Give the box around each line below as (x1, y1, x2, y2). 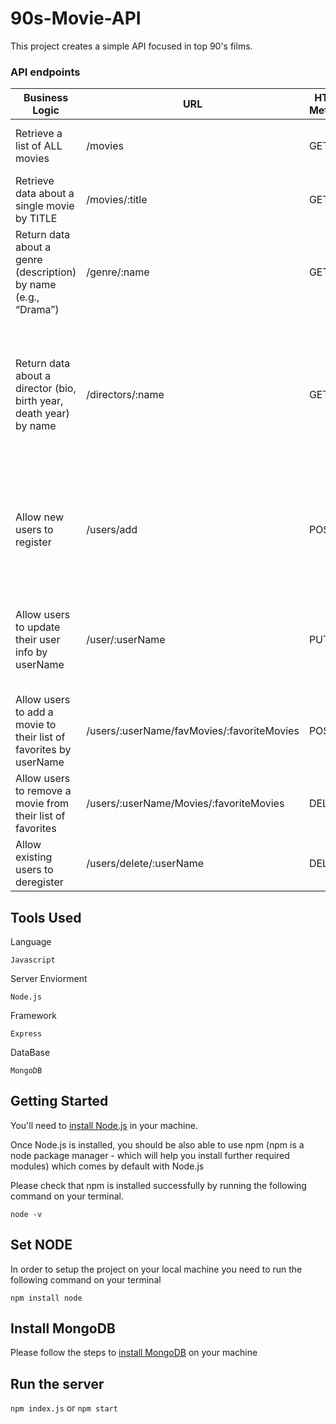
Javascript (10, 955, 56, 966)
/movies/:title (86, 193, 148, 207)
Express (10, 1029, 43, 1039)
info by (15, 645, 48, 659)
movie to (15, 718, 57, 732)
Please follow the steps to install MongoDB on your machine (10, 1347, 258, 1359)
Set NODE (10, 1237, 73, 1254)
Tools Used (10, 909, 82, 926)
